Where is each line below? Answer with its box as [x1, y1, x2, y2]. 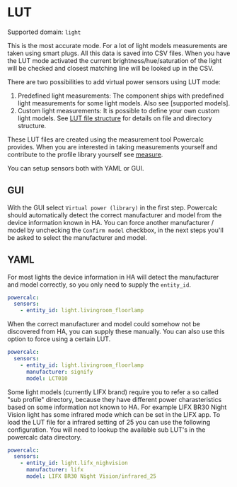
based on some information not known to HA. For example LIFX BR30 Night [7, 403, 227, 411]
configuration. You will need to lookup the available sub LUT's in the [7, 425, 206, 434]
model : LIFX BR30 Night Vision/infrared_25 [25, 473, 157, 480]
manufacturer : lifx [25, 466, 83, 474]
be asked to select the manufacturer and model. [7, 233, 147, 241]
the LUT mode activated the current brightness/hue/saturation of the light [7, 56, 222, 64]
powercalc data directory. [7, 432, 83, 441]
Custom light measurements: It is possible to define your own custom [17, 106, 220, 115]
